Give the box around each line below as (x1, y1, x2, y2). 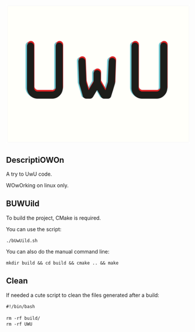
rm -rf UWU (6, 321, 33, 327)
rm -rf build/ (6, 315, 41, 321)
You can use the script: (6, 225, 62, 232)
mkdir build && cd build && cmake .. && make (6, 260, 119, 266)
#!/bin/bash (6, 303, 35, 309)
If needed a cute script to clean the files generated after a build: (6, 292, 159, 299)
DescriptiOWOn (6, 155, 64, 165)
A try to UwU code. (6, 170, 53, 177)
